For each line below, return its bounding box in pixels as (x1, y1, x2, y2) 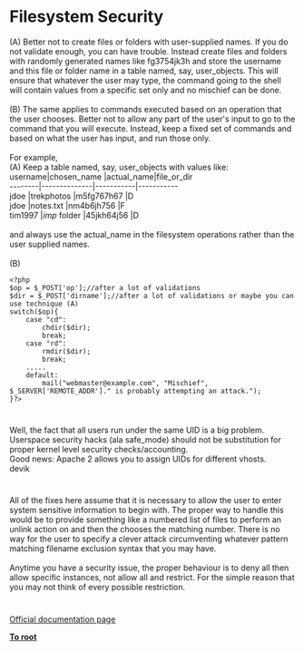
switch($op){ (9, 306, 59, 316)
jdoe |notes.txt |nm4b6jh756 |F (9, 199, 125, 210)
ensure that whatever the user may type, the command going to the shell (9, 74, 281, 85)
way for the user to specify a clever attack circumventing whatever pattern (9, 533, 289, 545)
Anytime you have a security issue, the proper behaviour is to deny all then (9, 562, 289, 573)
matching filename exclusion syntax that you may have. (9, 543, 217, 554)
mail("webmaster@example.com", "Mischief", (42, 378, 209, 387)
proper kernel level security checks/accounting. (9, 444, 189, 455)
